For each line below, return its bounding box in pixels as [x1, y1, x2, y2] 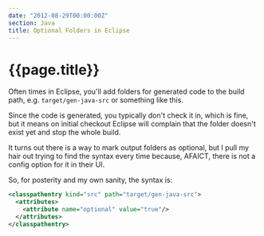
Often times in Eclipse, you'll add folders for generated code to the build [8, 87, 245, 96]
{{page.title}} [8, 60, 100, 79]
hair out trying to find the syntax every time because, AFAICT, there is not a [8, 152, 256, 161]
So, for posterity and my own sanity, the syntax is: [8, 176, 173, 185]
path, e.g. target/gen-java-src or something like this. [8, 95, 183, 105]
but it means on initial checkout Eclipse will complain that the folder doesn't [8, 119, 257, 129]
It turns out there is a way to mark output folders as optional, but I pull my [8, 143, 250, 153]
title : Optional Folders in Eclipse [8, 26, 130, 34]
